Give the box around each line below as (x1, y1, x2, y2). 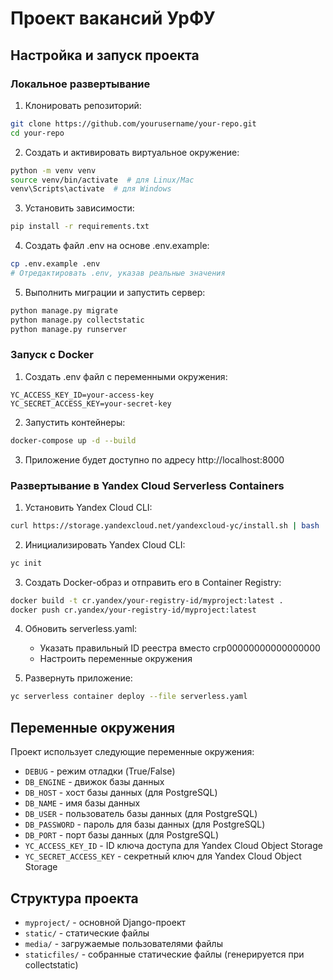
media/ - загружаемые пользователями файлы (24, 937, 223, 949)
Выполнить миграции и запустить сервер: (24, 286, 206, 298)
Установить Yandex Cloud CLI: (24, 501, 153, 513)
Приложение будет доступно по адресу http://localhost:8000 (24, 453, 285, 466)
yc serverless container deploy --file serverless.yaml (10, 692, 248, 702)
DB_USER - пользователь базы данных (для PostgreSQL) (24, 808, 258, 820)
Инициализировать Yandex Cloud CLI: (24, 538, 186, 551)
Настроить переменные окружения (39, 653, 193, 665)
